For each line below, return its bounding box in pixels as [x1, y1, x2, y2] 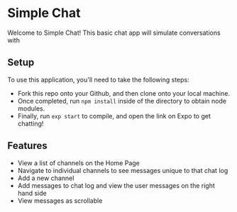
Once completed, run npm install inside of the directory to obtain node [17, 96, 227, 105]
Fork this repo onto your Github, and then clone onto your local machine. [17, 89, 231, 97]
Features [7, 140, 48, 152]
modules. [17, 104, 45, 113]
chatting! [17, 119, 44, 128]
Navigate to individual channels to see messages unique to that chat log [17, 166, 228, 174]
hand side [17, 189, 48, 197]
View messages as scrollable [17, 196, 103, 205]
